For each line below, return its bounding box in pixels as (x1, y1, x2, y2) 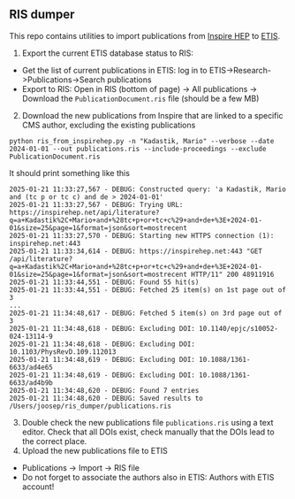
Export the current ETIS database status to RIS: (21, 48, 194, 58)
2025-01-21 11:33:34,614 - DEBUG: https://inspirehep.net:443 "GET (9, 247, 263, 256)
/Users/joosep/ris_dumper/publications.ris (9, 402, 172, 411)
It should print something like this (9, 167, 131, 178)
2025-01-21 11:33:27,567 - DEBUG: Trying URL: (9, 200, 184, 209)
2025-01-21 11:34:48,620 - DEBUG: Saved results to (9, 394, 203, 403)
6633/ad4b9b (9, 378, 53, 388)
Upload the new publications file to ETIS (21, 445, 168, 456)
